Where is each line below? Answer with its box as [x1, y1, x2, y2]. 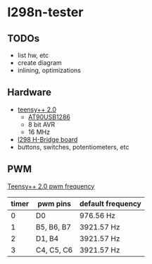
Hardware [7, 86, 51, 99]
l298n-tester [7, 4, 84, 20]
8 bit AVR [27, 120, 56, 128]
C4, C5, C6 [35, 245, 73, 255]
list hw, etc [17, 51, 49, 59]
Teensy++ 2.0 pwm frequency [7, 181, 95, 191]
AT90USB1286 [27, 112, 70, 121]
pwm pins [37, 198, 72, 208]
